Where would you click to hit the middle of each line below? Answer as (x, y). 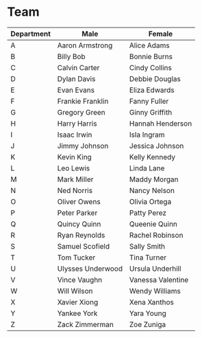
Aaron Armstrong (85, 45)
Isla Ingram (147, 135)
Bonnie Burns (151, 56)
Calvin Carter (78, 67)
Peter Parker (77, 212)
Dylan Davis (76, 78)
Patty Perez (148, 212)
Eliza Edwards (152, 90)
